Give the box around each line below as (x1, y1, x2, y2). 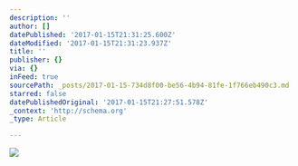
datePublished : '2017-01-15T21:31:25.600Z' (9, 30, 177, 39)
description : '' (9, 13, 71, 23)
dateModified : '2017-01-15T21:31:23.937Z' (9, 38, 172, 48)
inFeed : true (9, 73, 59, 82)
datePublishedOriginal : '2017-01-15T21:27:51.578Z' (9, 97, 208, 107)
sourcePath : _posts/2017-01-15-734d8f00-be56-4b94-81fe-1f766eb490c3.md (9, 81, 290, 90)
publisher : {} (9, 55, 63, 64)
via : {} (9, 64, 39, 73)
